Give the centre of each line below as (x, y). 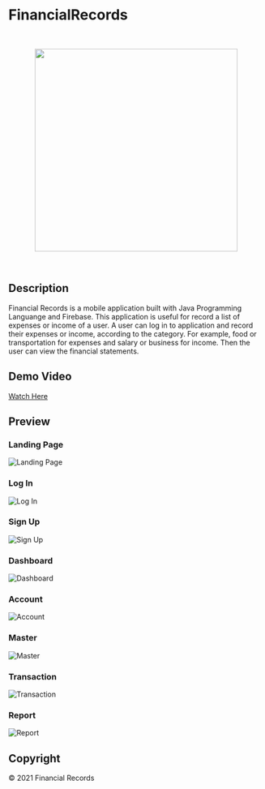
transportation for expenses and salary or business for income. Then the (130, 342)
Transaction (33, 676)
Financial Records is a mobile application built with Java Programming (125, 308)
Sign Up (24, 522)
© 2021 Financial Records (51, 778)
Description (38, 288)
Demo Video (40, 377)
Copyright (34, 759)
